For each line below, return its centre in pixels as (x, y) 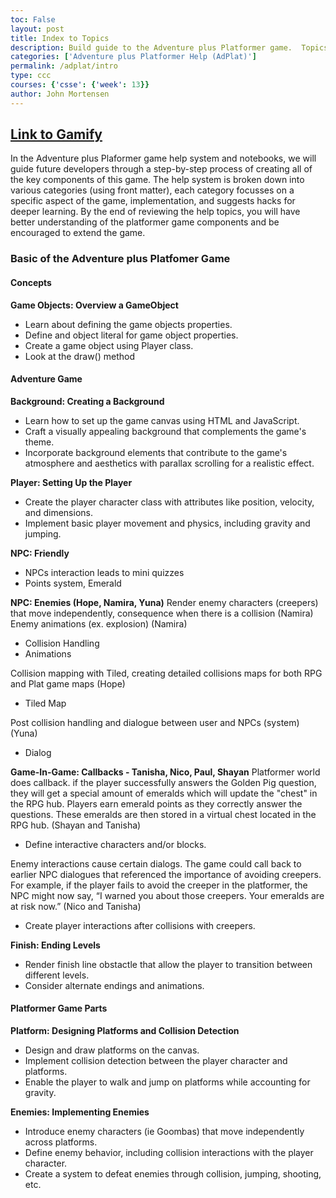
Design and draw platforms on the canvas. (112, 1050)
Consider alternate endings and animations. (114, 985)
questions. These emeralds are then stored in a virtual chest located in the (163, 814)
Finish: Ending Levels (55, 945)
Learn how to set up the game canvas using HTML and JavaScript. (162, 420)
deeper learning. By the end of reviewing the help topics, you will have (155, 212)
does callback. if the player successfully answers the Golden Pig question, (163, 782)
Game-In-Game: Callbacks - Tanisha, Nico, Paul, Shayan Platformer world (165, 772)
